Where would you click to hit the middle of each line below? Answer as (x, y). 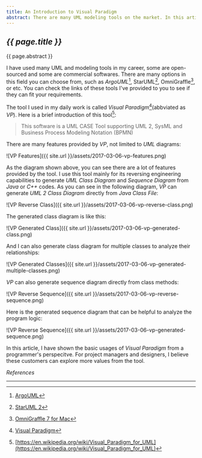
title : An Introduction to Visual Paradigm (62, 12)
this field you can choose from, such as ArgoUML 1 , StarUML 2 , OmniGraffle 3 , (101, 81)
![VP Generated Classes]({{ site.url (49, 264)
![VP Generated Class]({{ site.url (46, 228)
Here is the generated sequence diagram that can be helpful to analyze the (99, 312)
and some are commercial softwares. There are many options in (107, 74)
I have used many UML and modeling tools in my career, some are (88, 68)
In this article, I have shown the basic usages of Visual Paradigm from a (95, 348)
